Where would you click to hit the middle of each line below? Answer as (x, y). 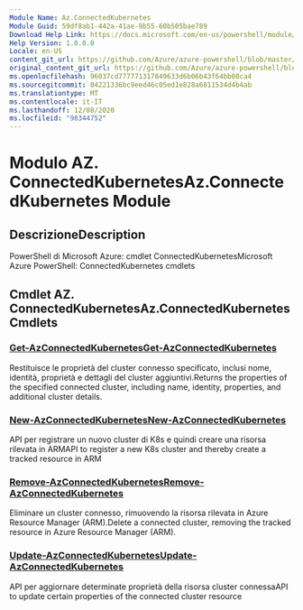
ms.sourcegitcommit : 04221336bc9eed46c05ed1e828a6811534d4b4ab (131, 85)
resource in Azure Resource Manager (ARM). (93, 532)
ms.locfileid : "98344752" (58, 118)
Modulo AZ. (54, 163)
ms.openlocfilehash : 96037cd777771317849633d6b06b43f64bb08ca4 (131, 77)
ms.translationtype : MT (54, 93)
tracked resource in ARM (55, 459)
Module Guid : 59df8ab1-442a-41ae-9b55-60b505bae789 (108, 26)
